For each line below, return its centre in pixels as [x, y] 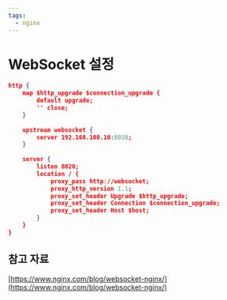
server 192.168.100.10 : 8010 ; [84, 137]
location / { [58, 174]
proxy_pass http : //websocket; [100, 181]
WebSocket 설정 [61, 64]
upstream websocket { [58, 130]
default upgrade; [65, 101]
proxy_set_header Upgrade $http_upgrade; [119, 196]
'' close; [52, 108]
